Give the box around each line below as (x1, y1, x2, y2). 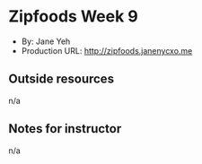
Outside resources (8, 72, 114, 87)
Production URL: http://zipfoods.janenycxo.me (21, 45, 193, 56)
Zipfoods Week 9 (8, 6, 138, 27)
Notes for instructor (8, 121, 122, 136)
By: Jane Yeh (21, 36, 71, 47)
